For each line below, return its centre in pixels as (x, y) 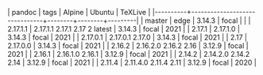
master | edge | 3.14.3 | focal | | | (198, 21)
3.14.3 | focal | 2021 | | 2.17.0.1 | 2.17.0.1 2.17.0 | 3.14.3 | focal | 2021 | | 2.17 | (128, 37)
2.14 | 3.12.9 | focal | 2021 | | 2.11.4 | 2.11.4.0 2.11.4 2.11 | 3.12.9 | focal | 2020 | (132, 62)
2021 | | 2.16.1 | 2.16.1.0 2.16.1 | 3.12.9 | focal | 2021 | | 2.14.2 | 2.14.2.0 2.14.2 (129, 54)
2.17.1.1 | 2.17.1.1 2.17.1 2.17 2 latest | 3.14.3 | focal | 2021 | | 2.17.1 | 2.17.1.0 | (124, 29)
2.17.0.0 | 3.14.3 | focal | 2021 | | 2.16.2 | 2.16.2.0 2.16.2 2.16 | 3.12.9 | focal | (128, 46)
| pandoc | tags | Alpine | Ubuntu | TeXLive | (79, 12)
